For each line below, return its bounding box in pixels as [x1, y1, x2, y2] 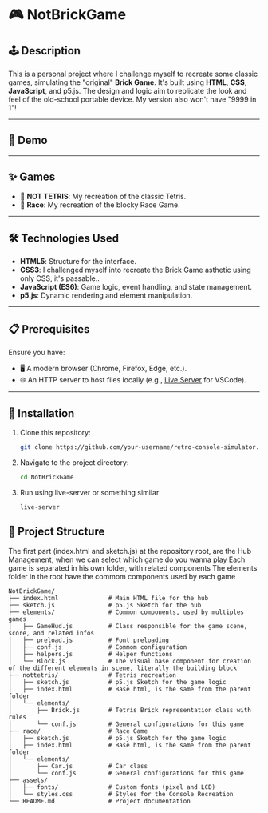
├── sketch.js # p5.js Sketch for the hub [8, 601, 202, 609]
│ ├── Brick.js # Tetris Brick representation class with [8, 706, 251, 714]
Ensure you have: [8, 348, 65, 358]
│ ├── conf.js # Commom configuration [8, 643, 187, 651]
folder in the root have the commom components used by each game [8, 571, 236, 581]
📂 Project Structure [8, 525, 105, 539]
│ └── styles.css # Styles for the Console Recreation [8, 790, 234, 798]
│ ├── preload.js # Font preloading [8, 636, 170, 644]
